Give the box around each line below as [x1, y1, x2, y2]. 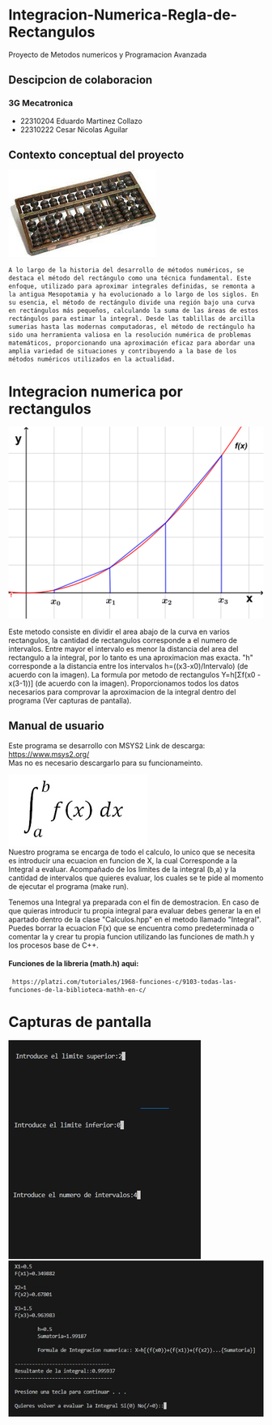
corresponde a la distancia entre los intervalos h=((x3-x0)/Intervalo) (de [8, 661, 249, 670]
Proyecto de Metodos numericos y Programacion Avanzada [8, 49, 207, 59]
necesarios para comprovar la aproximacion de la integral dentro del [8, 687, 236, 696]
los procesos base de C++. [8, 940, 99, 950]
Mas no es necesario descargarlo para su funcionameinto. [8, 758, 203, 768]
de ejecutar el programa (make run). [8, 881, 130, 891]
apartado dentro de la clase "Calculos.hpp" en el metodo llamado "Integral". [8, 914, 261, 924]
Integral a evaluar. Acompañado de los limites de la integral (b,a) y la [8, 864, 236, 874]
